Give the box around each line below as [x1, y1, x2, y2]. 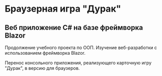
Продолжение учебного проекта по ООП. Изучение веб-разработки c [5, 45, 157, 51]
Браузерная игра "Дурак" [5, 3, 121, 15]
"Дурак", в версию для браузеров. [5, 65, 80, 71]
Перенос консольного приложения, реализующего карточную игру [5, 60, 152, 66]
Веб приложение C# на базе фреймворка [5, 23, 143, 32]
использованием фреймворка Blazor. [5, 50, 86, 56]
